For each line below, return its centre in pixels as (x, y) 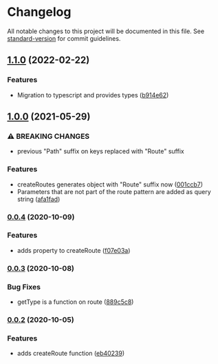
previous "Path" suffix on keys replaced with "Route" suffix (100, 151)
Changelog (39, 12)
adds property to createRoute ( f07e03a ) (74, 250)
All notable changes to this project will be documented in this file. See (106, 31)
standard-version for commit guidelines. (64, 38)
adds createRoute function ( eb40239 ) (71, 354)
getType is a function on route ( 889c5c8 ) (75, 302)
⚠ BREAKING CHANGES (48, 136)
